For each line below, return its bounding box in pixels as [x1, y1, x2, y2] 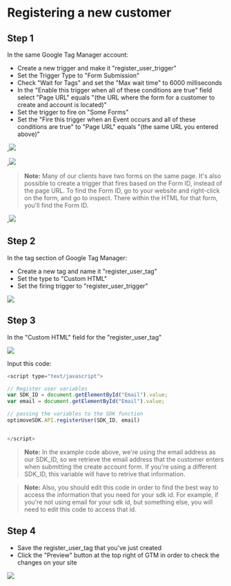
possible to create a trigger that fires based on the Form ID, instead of [23, 179, 223, 187]
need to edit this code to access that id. [23, 505, 137, 514]
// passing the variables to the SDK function [7, 411, 143, 418]
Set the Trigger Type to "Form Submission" [17, 71, 140, 79]
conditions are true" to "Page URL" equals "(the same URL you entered [17, 123, 219, 130]
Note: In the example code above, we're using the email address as [23, 447, 216, 456]
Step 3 [7, 315, 36, 326]
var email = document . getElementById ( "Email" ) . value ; [7, 398, 165, 405]
